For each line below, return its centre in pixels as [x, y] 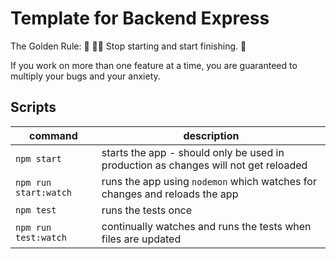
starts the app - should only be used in [193, 152]
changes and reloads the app [170, 194]
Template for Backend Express [140, 18]
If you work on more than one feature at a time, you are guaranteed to [154, 65]
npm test [36, 210]
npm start [38, 158]
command [53, 135]
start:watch [44, 192]
